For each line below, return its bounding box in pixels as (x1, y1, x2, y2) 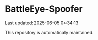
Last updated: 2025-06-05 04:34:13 (5, 20, 79, 26)
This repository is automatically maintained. (5, 29, 94, 35)
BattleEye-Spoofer (5, 3, 83, 15)
